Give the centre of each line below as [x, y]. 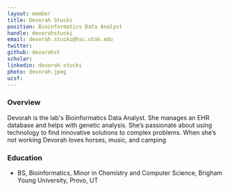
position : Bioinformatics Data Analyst [65, 26]
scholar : [20, 59]
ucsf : [15, 78]
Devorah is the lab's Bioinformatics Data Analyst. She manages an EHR [108, 117]
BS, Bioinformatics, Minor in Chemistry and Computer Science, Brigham [120, 173]
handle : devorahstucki [40, 33]
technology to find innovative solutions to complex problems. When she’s [112, 132]
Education [25, 158]
